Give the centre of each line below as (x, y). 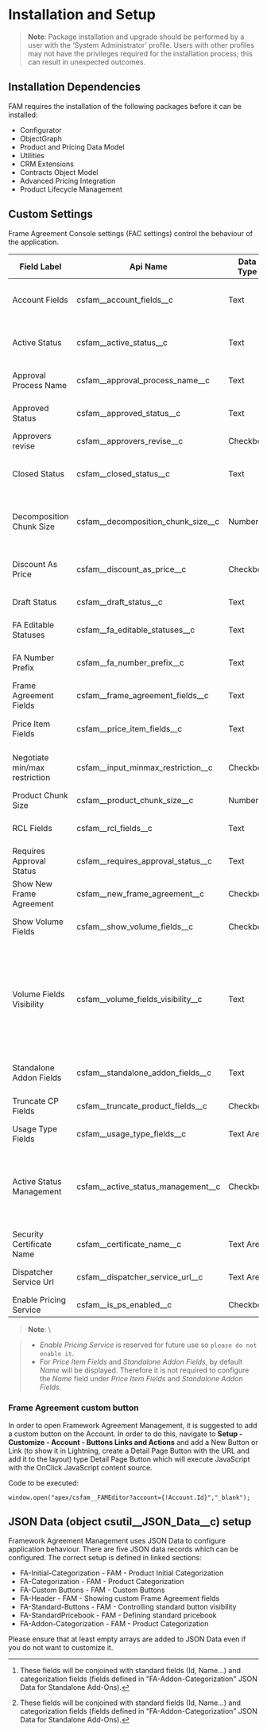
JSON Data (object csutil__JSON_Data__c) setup (130, 1522)
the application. (34, 242)
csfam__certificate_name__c (129, 1245)
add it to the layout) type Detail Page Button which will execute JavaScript (129, 1459)
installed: (23, 115)
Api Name (149, 266)
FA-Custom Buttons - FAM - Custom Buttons (92, 1590)
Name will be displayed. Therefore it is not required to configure (144, 1370)
